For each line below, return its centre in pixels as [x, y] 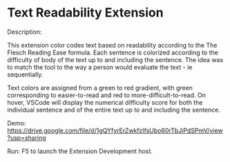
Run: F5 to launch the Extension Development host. [80, 151]
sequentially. [25, 74]
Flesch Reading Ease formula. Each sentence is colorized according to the [113, 52]
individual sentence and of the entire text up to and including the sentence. [114, 110]
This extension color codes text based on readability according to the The [112, 45]
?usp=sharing [27, 138]
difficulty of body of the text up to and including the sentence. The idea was [115, 59]
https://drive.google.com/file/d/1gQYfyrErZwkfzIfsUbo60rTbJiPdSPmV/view [115, 130]
